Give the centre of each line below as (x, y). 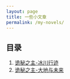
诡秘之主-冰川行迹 (36, 63)
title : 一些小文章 (26, 17)
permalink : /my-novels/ (35, 22)
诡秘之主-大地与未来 (39, 70)
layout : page (22, 11)
